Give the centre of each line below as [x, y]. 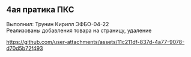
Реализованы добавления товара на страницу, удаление [79, 30]
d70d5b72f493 [25, 48]
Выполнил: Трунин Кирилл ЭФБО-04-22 [58, 24]
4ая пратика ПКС [40, 10]
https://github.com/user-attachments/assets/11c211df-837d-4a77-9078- [95, 42]
